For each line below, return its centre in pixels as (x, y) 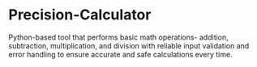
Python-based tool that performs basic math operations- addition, (118, 37)
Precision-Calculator (80, 15)
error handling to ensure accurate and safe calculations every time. (120, 54)
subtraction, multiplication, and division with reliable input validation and (129, 45)
